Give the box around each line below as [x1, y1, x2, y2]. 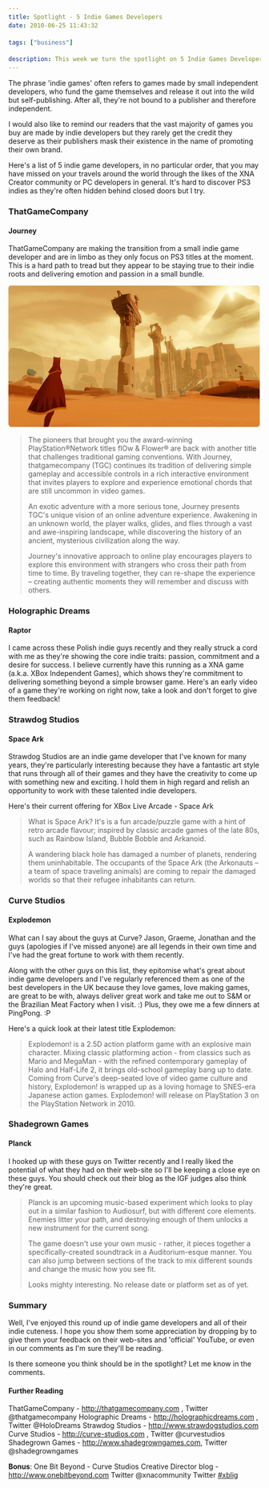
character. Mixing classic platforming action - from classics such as [27, 1047, 251, 1057]
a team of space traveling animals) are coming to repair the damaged [27, 867, 256, 876]
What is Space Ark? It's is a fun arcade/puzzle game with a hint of [27, 817, 246, 827]
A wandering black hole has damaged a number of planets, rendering [27, 850, 258, 859]
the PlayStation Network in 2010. [27, 1098, 136, 1108]
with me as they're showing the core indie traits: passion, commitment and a [8, 652, 260, 661]
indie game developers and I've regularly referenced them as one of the [8, 974, 246, 984]
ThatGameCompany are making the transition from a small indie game [8, 244, 239, 253]
